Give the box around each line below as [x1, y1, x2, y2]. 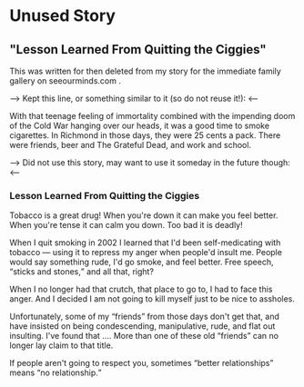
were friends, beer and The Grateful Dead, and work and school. [9, 140, 252, 150]
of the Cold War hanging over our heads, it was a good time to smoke [9, 120, 270, 131]
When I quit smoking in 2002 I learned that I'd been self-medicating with [9, 237, 281, 248]
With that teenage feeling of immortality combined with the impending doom [9, 111, 296, 121]
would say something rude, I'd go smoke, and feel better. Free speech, [9, 256, 274, 268]
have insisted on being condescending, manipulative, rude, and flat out [9, 321, 276, 332]
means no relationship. [9, 367, 98, 378]
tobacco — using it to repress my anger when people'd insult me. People [9, 247, 282, 258]
